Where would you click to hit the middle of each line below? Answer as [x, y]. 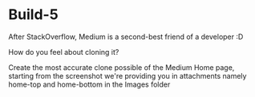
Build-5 [33, 15]
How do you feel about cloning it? [64, 52]
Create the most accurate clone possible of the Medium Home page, [121, 67]
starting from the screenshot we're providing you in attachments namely [127, 76]
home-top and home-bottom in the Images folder [89, 84]
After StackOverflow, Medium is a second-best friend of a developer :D [126, 37]
